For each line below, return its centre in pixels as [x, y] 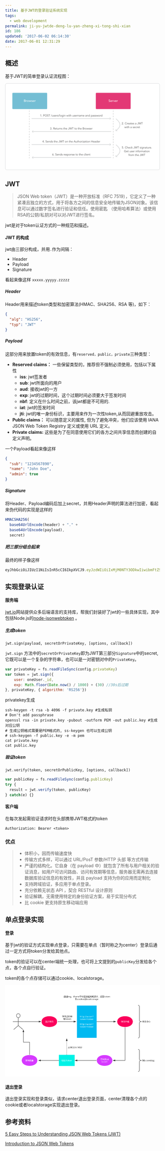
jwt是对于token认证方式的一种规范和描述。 [48, 225]
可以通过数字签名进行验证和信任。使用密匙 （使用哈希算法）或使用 [89, 209]
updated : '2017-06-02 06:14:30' [38, 36]
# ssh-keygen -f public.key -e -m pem [45, 736]
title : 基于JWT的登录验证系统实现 [36, 10]
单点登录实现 [25, 920]
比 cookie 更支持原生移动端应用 [56, 903]
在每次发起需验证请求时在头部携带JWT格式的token [56, 818]
